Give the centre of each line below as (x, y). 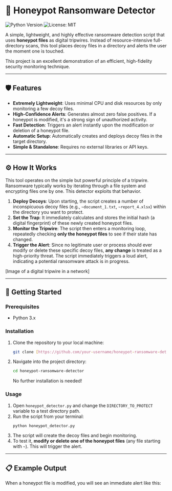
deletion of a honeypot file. (41, 130)
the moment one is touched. (35, 51)
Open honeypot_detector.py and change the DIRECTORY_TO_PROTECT (83, 405)
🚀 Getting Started (34, 292)
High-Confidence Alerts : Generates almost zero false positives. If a (84, 114)
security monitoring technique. (38, 66)
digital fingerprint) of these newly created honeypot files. (73, 223)
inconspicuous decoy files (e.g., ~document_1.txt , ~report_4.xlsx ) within (89, 206)
